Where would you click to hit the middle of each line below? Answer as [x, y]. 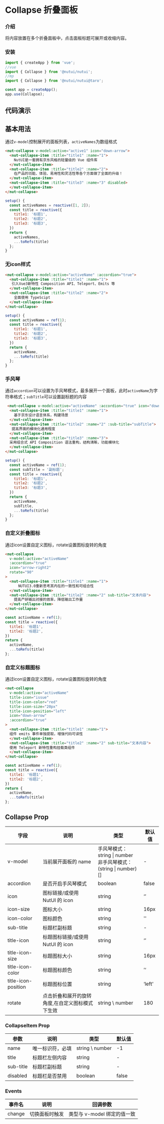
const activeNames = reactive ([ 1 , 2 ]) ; [50, 205]
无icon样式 [18, 264]
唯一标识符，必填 [52, 1049]
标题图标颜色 [57, 970]
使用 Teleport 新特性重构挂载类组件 [42, 748]
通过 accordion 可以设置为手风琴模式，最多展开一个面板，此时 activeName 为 [79, 391]
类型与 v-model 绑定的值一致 [102, 1114]
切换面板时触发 [47, 1114]
